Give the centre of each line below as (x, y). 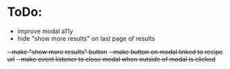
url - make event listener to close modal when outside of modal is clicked (112, 59)
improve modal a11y (45, 31)
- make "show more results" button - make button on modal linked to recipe (115, 52)
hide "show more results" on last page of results (86, 38)
